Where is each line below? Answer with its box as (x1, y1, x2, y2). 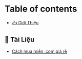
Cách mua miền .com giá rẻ (11, 48, 67, 54)
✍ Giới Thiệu (11, 19, 39, 25)
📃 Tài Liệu (4, 35, 35, 44)
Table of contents (4, 3, 78, 15)
